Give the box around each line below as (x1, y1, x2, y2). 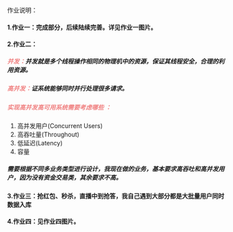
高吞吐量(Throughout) (17, 130, 80, 138)
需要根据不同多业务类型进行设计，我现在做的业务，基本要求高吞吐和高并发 (7, 165, 219, 173)
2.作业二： (7, 40, 38, 48)
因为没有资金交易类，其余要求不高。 (19, 173, 122, 181)
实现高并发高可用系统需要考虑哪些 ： (7, 103, 112, 112)
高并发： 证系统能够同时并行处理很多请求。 (7, 85, 128, 93)
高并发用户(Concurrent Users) (17, 121, 103, 129)
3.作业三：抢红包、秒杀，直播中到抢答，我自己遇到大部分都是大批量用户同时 (7, 191, 225, 200)
